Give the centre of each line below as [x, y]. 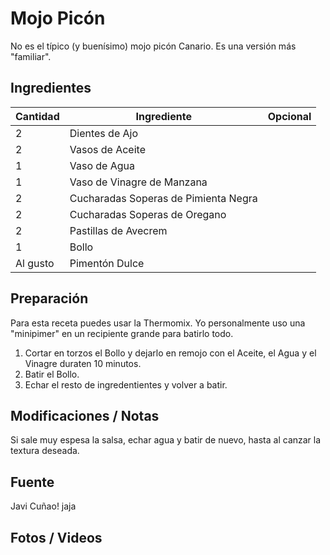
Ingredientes [51, 88]
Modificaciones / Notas [85, 415]
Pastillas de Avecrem [118, 230]
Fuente [32, 482]
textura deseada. [45, 451]
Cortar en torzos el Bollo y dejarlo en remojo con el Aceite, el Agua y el [170, 353]
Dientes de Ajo [104, 133]
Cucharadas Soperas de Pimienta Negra [163, 198]
